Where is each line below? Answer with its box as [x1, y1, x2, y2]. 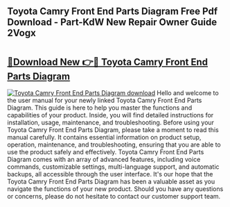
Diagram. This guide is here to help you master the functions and [7, 104, 193, 112]
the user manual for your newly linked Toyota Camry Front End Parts [7, 97, 202, 104]
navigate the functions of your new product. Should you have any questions [7, 185, 224, 193]
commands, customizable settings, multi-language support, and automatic [7, 163, 220, 171]
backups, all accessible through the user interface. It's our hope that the [7, 170, 213, 178]
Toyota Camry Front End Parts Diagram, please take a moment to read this [7, 126, 220, 134]
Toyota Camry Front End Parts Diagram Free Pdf [7, 6, 218, 17]
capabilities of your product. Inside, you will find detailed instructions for [7, 111, 214, 119]
